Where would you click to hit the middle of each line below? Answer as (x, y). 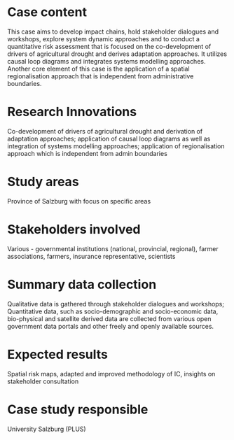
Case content (47, 12)
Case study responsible (78, 409)
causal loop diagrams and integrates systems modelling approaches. (106, 61)
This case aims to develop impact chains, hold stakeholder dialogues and (113, 31)
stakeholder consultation (43, 381)
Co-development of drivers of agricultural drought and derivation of (105, 131)
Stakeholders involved (74, 229)
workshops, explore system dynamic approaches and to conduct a (103, 38)
